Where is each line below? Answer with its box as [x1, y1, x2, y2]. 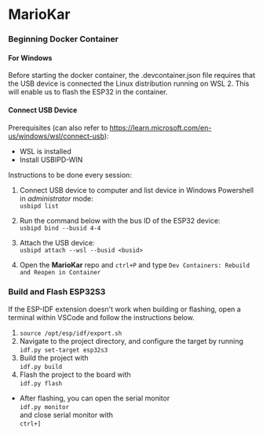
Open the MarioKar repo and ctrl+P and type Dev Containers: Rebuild [19, 260, 250, 269]
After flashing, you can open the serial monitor [19, 393, 170, 403]
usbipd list [19, 202, 59, 210]
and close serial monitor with [19, 410, 114, 419]
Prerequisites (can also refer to [8, 123, 108, 132]
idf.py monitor [19, 403, 70, 411]
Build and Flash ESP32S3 [8, 286, 106, 297]
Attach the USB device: [19, 238, 95, 247]
